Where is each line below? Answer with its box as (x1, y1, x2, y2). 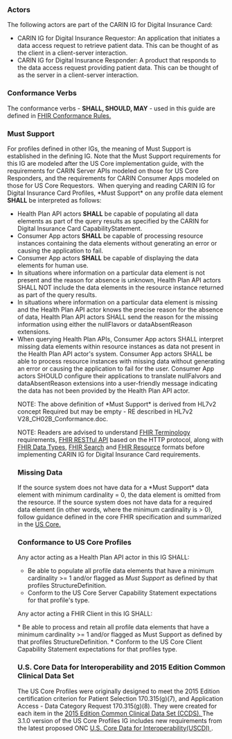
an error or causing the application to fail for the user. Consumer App (17, 364, 215, 373)
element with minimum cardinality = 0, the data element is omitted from (17, 491, 221, 499)
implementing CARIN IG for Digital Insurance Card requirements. (17, 450, 201, 459)
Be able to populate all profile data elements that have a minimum (27, 567, 215, 575)
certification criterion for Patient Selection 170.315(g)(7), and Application (17, 694, 224, 702)
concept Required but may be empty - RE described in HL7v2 (17, 407, 193, 416)
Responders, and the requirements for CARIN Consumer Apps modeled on (7, 173, 220, 182)
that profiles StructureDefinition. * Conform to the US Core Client (17, 638, 203, 646)
